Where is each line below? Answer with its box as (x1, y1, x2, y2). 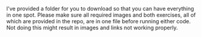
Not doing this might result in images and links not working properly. (6, 24, 178, 31)
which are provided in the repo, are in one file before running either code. (6, 18, 191, 24)
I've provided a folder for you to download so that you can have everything (6, 5, 194, 12)
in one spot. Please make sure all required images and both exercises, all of (6, 11, 197, 18)
